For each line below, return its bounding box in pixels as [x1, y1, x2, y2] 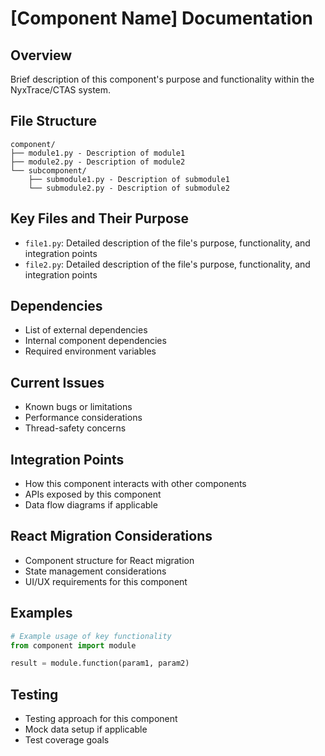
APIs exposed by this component [24, 488, 162, 501]
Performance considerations [24, 412, 143, 424]
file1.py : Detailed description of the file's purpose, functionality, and [24, 237, 311, 249]
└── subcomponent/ [10, 165, 87, 176]
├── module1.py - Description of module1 [10, 148, 186, 158]
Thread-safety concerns [24, 422, 127, 434]
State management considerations [24, 565, 167, 577]
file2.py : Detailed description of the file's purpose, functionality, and [24, 258, 311, 270]
